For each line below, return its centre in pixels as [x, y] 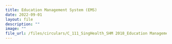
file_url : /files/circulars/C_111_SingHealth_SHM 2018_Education [76, 33]
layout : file [19, 19]
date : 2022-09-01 [24, 15]
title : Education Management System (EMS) [51, 10]
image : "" [16, 29]
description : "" [23, 24]
